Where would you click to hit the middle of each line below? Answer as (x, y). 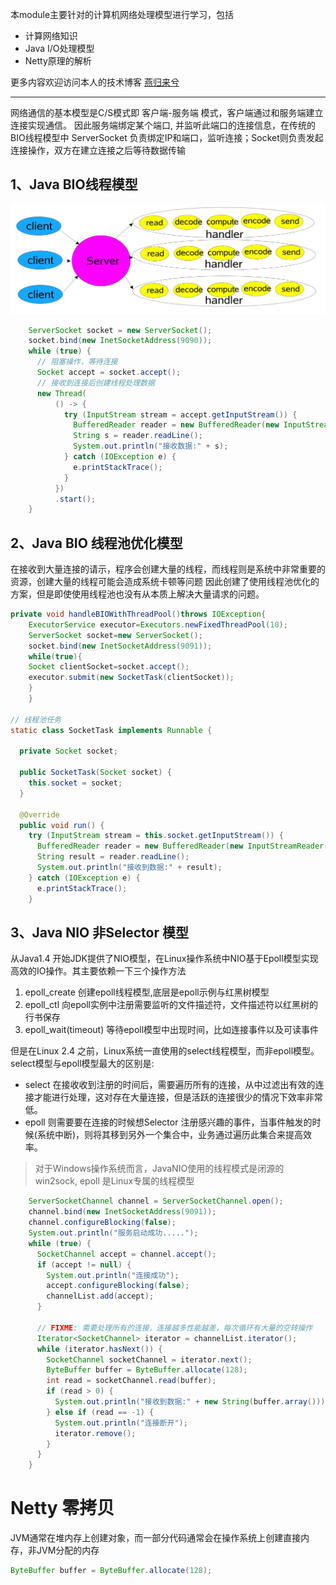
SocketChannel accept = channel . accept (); (126, 1254)
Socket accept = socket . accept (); (109, 373)
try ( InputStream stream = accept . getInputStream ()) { (180, 414)
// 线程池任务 (36, 719)
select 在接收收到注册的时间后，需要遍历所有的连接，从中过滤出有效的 (170, 1085)
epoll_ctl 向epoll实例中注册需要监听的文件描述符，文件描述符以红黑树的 (171, 1005)
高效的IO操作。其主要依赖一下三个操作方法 (98, 971)
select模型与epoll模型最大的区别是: (82, 1064)
